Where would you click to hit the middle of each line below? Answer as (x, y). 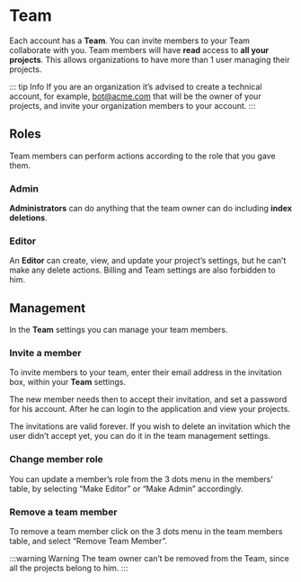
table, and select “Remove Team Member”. (89, 542)
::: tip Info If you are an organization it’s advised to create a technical (136, 86)
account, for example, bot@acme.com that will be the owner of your (136, 96)
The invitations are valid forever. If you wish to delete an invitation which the (150, 426)
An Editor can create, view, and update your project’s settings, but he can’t (148, 261)
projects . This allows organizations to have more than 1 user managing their (150, 59)
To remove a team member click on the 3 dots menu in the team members (146, 532)
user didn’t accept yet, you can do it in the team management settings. (140, 436)
